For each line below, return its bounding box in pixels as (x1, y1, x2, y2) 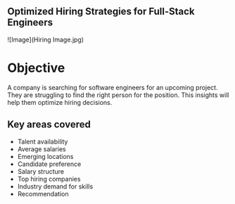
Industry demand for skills (17, 182, 94, 191)
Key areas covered (7, 119, 91, 131)
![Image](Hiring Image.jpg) (7, 35, 84, 44)
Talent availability (17, 137, 68, 146)
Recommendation (17, 189, 69, 198)
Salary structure (17, 167, 65, 175)
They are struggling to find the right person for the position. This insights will (7, 91, 229, 99)
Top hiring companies (17, 174, 81, 183)
